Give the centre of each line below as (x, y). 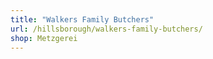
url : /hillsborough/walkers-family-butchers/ (106, 29)
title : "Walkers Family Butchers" (82, 19)
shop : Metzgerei (44, 38)
